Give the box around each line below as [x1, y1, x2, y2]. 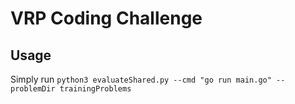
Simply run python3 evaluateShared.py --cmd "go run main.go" [10, 73, 272, 85]
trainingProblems [59, 84, 132, 94]
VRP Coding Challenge [10, 7, 203, 30]
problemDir [10, 84, 56, 94]
